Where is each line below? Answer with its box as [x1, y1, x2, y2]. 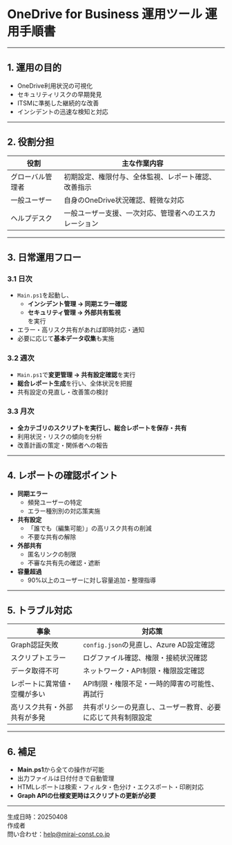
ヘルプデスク [10, 213, 53, 223]
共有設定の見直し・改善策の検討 [17, 388, 108, 396]
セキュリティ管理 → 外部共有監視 [27, 309, 121, 317]
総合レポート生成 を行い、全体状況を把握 [17, 379, 133, 388]
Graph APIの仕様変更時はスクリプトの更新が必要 [17, 792, 157, 800]
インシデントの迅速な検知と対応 [17, 107, 108, 116]
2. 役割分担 [7, 136, 55, 148]
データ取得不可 [10, 666, 60, 675]
